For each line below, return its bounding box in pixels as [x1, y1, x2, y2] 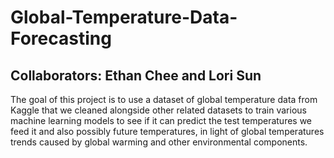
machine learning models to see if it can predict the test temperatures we [10, 115, 313, 126]
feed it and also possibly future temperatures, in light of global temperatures [10, 126, 325, 137]
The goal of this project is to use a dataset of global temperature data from [10, 94, 318, 105]
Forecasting [10, 27, 112, 50]
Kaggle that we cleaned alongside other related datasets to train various [10, 104, 307, 116]
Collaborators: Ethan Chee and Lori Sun [10, 67, 262, 84]
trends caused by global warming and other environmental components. [10, 136, 308, 148]
